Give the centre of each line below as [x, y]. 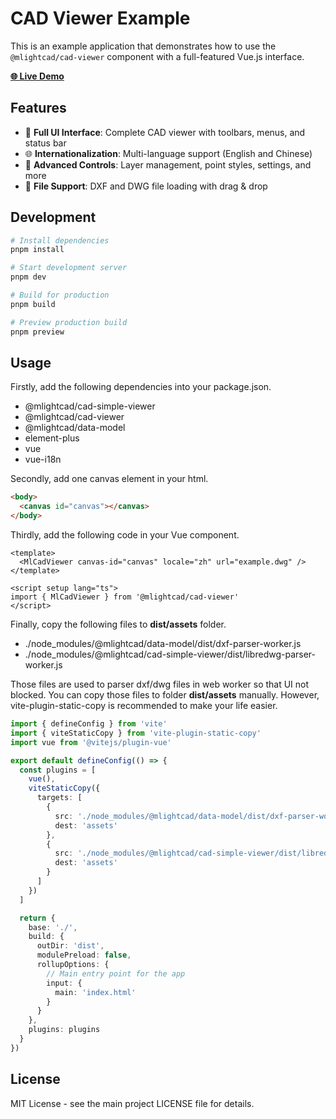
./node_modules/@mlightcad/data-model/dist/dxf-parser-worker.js [163, 643]
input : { [64, 983]
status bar [45, 143]
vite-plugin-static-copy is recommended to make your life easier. [144, 705]
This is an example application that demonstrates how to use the [143, 46]
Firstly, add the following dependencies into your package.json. [141, 387]
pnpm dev [28, 277]
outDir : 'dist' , [70, 946]
